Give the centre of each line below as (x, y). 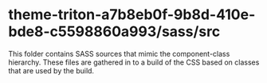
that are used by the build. (51, 70)
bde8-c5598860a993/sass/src (114, 32)
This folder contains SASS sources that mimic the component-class (119, 53)
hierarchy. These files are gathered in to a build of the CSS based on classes (134, 62)
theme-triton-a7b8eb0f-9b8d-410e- (132, 15)
